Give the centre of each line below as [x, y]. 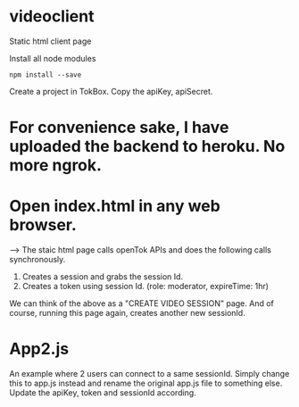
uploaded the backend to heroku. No [147, 147]
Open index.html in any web [115, 206]
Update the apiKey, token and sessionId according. [103, 393]
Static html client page [50, 41]
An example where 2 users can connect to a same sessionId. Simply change [149, 374]
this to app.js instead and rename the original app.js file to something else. [146, 383]
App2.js [39, 349]
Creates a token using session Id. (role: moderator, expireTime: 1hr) [145, 287]
